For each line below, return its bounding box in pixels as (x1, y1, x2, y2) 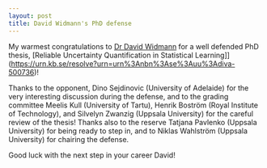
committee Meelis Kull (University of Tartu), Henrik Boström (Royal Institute (8, 100, 259, 110)
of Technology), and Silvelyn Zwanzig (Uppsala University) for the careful (8, 108, 253, 118)
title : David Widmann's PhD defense (8, 19, 132, 27)
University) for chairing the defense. (8, 134, 129, 144)
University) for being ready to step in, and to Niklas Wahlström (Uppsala (8, 126, 248, 136)
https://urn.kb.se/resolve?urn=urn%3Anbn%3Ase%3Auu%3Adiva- (11, 58, 235, 69)
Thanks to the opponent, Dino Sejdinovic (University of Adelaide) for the (8, 82, 249, 93)
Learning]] (195, 50, 231, 60)
